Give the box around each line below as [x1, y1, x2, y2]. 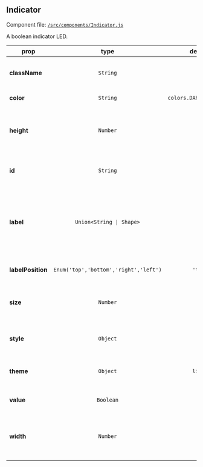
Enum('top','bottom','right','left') [53, 266, 162, 273]
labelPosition [9, 265, 48, 274]
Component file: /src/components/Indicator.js [6, 21, 124, 28]
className [9, 68, 42, 77]
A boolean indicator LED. [6, 33, 68, 40]
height [9, 126, 28, 134]
